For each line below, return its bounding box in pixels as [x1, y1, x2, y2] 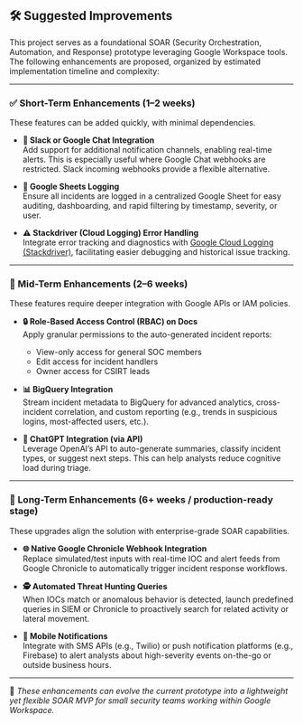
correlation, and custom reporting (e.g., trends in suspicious [54, 407, 278, 418]
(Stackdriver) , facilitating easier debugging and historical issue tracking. [22, 247, 290, 258]
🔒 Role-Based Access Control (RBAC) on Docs [22, 316, 198, 327]
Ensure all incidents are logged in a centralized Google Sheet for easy [22, 191, 282, 202]
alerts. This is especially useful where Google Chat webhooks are [22, 154, 266, 165]
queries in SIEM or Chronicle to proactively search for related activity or [22, 603, 289, 614]
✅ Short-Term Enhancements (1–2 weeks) [9, 97, 196, 109]
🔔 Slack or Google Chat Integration [22, 135, 155, 146]
